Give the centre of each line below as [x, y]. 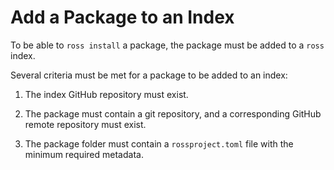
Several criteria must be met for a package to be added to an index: [149, 75]
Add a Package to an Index [122, 17]
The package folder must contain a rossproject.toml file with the [159, 143]
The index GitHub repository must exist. [106, 94]
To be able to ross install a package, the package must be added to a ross [167, 45]
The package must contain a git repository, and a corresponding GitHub [173, 113]
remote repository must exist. [85, 124]
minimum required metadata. [84, 154]
